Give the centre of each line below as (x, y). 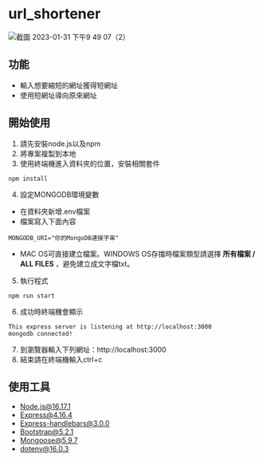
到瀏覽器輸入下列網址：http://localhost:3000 (93, 349)
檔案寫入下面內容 (48, 221)
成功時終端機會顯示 (51, 311)
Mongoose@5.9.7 (49, 440)
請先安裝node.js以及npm (60, 144)
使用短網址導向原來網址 (58, 95)
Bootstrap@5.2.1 (47, 432)
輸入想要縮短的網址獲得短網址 (69, 85)
